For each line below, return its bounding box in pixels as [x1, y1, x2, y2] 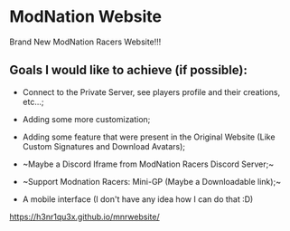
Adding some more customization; [22, 113, 151, 124]
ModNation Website [9, 6, 163, 27]
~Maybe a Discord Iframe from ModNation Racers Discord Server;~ [22, 159, 274, 169]
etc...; [22, 96, 44, 107]
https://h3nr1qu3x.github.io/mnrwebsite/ [9, 211, 160, 222]
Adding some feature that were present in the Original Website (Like [22, 131, 276, 142]
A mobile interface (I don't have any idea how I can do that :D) [22, 193, 254, 205]
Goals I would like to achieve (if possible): [9, 63, 248, 78]
